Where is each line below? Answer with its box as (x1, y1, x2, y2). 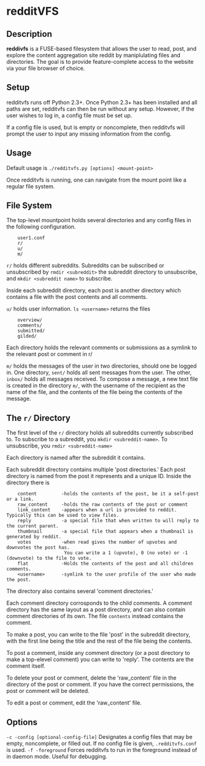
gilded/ (17, 333, 37, 339)
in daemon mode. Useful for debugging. (6, 753, 107, 760)
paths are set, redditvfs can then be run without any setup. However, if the (6, 105, 195, 112)
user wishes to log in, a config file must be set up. (6, 112, 133, 119)
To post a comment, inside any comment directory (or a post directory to (6, 649, 190, 657)
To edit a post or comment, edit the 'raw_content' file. (6, 699, 142, 706)
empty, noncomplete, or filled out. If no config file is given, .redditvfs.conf (6, 740, 197, 747)
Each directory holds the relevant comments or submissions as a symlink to (6, 344, 198, 351)
